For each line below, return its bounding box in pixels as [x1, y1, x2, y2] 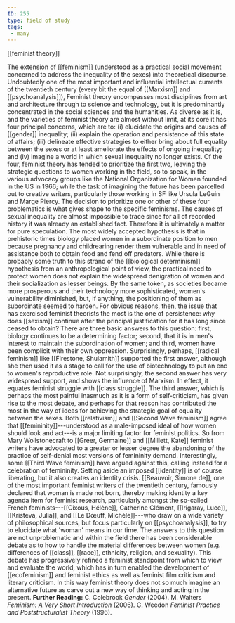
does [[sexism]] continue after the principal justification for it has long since [7, 317, 227, 326]
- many [10, 30, 30, 37]
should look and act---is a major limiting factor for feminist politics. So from [7, 429, 225, 437]
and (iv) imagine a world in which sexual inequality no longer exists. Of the [7, 153, 222, 161]
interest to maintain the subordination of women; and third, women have [7, 339, 215, 348]
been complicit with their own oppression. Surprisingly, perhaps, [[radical [7, 347, 220, 355]
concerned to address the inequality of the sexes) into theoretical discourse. [7, 70, 228, 79]
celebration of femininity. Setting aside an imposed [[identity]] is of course [7, 466, 222, 475]
